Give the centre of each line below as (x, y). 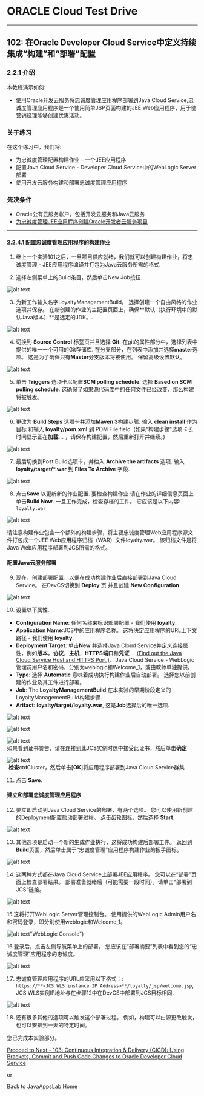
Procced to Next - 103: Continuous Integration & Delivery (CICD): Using (96, 1050)
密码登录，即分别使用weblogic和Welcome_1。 (69, 922)
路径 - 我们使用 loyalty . (45, 638)
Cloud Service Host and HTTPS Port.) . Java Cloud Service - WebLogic (105, 659)
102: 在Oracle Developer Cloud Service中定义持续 (102, 43)
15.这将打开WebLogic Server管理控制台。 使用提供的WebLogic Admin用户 (99, 914)
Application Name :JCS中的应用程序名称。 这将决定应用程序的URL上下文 (106, 630)
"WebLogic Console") (57, 934)
